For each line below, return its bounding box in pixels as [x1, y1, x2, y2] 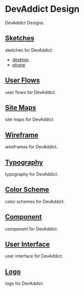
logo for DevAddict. [5, 281, 44, 287]
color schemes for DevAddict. [5, 198, 65, 204]
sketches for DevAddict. [5, 47, 54, 53]
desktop [12, 57, 29, 63]
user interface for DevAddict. [5, 253, 63, 259]
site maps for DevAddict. [5, 117, 55, 123]
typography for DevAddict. [5, 171, 59, 177]
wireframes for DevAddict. [5, 144, 58, 150]
